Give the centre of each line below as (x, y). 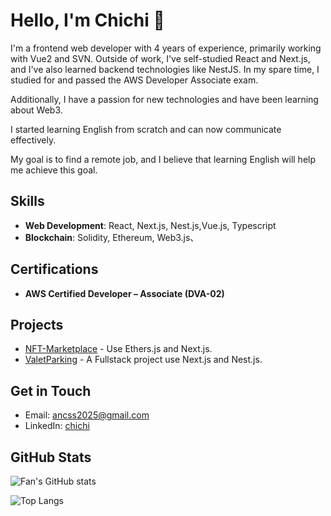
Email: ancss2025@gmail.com (87, 415)
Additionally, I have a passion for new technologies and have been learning (164, 99)
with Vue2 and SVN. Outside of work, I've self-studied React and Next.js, (160, 58)
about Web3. (36, 110)
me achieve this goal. (54, 170)
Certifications (54, 269)
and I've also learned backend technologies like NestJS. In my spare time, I (165, 69)
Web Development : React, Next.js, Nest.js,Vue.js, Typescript (150, 225)
